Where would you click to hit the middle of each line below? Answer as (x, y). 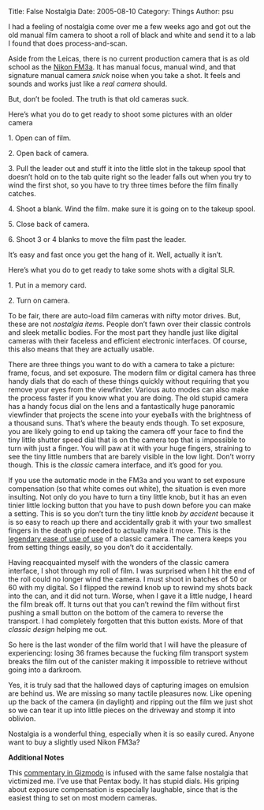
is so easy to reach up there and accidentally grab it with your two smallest (130, 522)
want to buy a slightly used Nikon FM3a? (74, 742)
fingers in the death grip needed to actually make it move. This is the (119, 530)
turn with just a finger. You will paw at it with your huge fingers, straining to (130, 448)
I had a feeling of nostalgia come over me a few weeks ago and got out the (129, 26)
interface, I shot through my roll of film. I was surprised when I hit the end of (132, 571)
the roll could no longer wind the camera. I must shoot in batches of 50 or (128, 579)
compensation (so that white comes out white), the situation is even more (127, 489)
